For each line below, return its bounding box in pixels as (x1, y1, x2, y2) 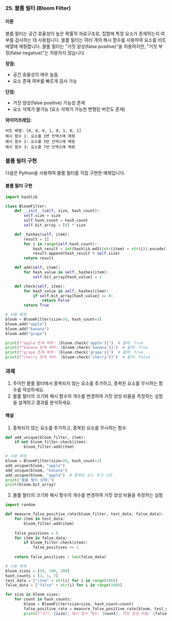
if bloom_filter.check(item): (24, 540, 88, 545)
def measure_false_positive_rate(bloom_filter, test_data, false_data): (5, 511, 164, 517)
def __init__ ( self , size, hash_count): (14, 209, 100, 214)
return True (24, 303, 50, 308)
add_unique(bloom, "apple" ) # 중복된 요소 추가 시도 (5, 472, 113, 478)
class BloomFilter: (5, 203, 47, 209)
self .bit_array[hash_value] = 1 (32, 274, 102, 280)
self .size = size (24, 213, 60, 218)
